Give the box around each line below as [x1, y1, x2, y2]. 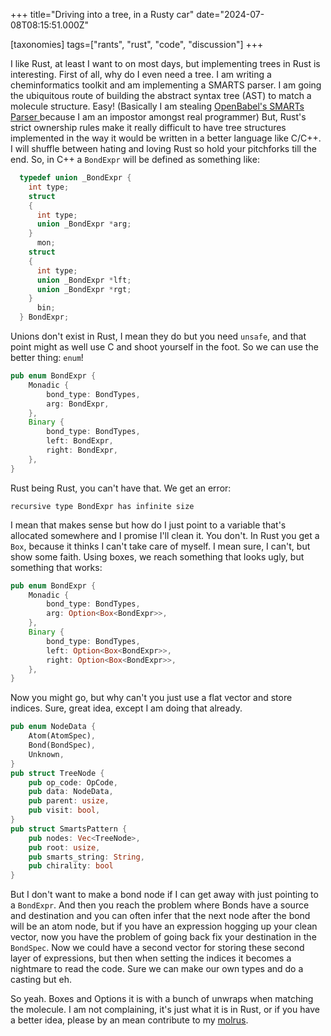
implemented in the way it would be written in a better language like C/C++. [10, 132, 322, 144]
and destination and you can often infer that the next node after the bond [10, 910, 311, 922]
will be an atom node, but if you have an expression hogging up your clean [10, 920, 318, 933]
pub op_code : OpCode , [28, 777, 118, 788]
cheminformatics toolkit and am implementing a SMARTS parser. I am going [10, 79, 322, 91]
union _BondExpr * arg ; [36, 219, 132, 229]
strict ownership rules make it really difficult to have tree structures [10, 122, 287, 133]
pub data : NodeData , [28, 787, 114, 797]
